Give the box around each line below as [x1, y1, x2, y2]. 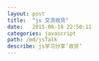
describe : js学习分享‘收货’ [7, 43, 82, 50]
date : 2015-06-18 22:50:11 [7, 23, 92, 30]
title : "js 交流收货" [7, 17, 69, 24]
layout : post [7, 10, 45, 18]
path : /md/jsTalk [7, 36, 58, 43]
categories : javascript [7, 29, 77, 37]
